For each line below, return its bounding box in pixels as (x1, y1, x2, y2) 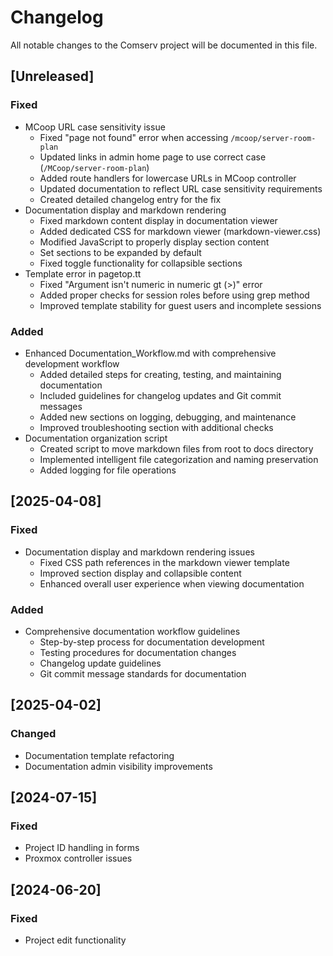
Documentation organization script (24, 432, 168, 444)
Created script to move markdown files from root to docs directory (39, 442, 314, 455)
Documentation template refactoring (24, 749, 175, 761)
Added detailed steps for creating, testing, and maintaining (39, 368, 282, 380)
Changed (10, 727, 57, 741)
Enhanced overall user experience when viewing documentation (39, 577, 305, 590)
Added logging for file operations (39, 464, 177, 476)
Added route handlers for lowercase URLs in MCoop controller (39, 172, 297, 184)
